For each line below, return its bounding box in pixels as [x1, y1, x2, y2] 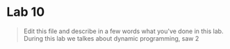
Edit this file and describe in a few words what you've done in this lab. [23, 27, 224, 35]
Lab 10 [6, 4, 45, 20]
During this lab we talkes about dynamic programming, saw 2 [23, 34, 199, 42]
